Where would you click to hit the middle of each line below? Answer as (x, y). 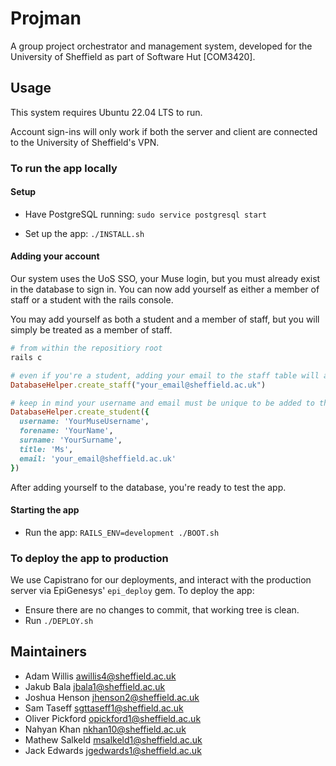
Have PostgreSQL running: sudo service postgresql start (145, 214)
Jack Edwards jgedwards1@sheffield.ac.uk (113, 750)
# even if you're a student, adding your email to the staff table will (165, 375)
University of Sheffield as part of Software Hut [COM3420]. (133, 56)
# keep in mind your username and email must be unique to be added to (162, 403)
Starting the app (45, 510)
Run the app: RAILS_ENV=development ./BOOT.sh (122, 532)
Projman (46, 18)
